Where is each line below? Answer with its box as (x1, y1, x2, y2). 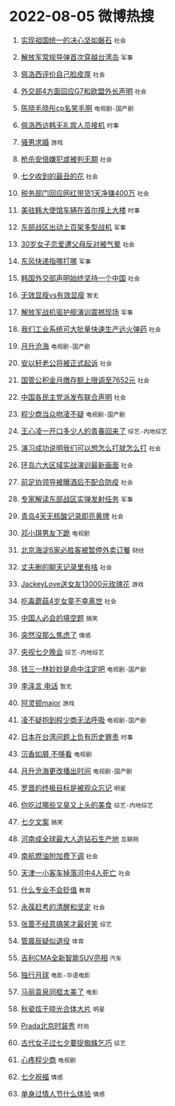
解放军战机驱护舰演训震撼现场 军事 (20, 307, 133, 317)
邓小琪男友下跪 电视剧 (20, 528, 90, 537)
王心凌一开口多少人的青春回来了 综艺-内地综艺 (20, 425, 168, 436)
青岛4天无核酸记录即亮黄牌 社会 (20, 511, 124, 521)
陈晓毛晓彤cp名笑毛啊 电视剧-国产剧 (20, 103, 134, 113)
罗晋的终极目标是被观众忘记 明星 (20, 783, 126, 793)
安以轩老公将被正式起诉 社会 (20, 357, 113, 368)
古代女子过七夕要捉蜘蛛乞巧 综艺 (20, 1037, 126, 1048)
